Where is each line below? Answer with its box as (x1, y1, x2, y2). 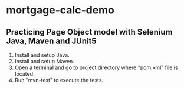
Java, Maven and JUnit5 (6, 36, 97, 46)
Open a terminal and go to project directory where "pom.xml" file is (14, 64, 178, 71)
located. (14, 70, 35, 77)
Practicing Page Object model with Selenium (6, 27, 173, 37)
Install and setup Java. (14, 52, 70, 59)
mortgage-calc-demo (6, 4, 115, 17)
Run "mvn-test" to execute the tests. (14, 77, 104, 83)
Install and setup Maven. (14, 58, 75, 65)
